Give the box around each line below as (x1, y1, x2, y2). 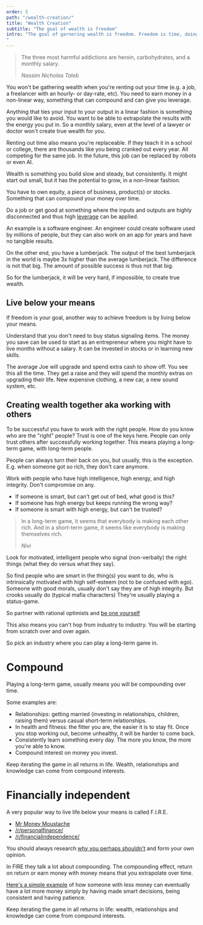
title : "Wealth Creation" (6, 20, 71, 26)
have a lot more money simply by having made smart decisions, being (6, 887, 180, 895)
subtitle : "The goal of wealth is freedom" (6, 25, 118, 32)
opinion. (6, 851, 27, 858)
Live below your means (6, 298, 95, 308)
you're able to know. (14, 742, 66, 749)
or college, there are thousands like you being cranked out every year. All (6, 146, 188, 153)
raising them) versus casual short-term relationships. (14, 717, 147, 724)
